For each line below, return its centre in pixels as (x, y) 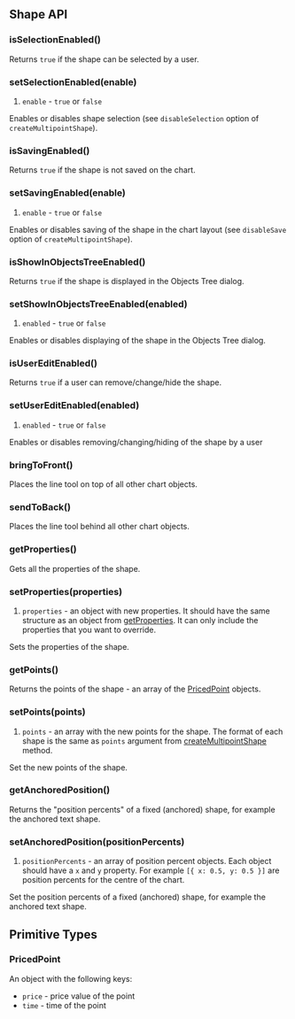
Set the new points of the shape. (69, 767)
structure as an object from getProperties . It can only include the (140, 620)
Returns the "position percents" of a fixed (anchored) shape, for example (143, 809)
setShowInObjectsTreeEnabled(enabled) (98, 304)
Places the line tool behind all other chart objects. (100, 527)
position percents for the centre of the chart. (103, 880)
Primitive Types (53, 934)
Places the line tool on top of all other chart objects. (103, 484)
